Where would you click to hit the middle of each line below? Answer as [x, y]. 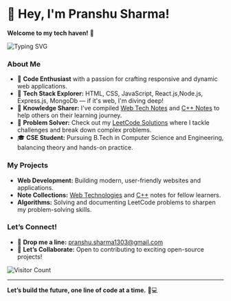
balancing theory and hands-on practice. [75, 147]
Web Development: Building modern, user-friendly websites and [109, 180]
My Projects [27, 165]
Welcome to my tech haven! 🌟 [51, 33]
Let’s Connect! [32, 227]
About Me [24, 64]
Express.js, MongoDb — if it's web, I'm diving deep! [90, 101]
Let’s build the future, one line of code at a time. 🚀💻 [82, 290]
